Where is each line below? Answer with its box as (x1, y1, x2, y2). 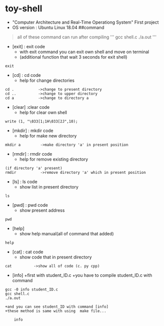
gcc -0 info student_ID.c (5, 287, 58, 292)
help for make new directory (19, 132, 77, 138)
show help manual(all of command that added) (19, 230, 114, 236)
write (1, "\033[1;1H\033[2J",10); (5, 119, 78, 124)
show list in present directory (19, 184, 79, 190)
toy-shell (5, 3, 43, 14)
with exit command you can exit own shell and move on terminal (19, 49, 149, 55)
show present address (19, 207, 65, 213)
